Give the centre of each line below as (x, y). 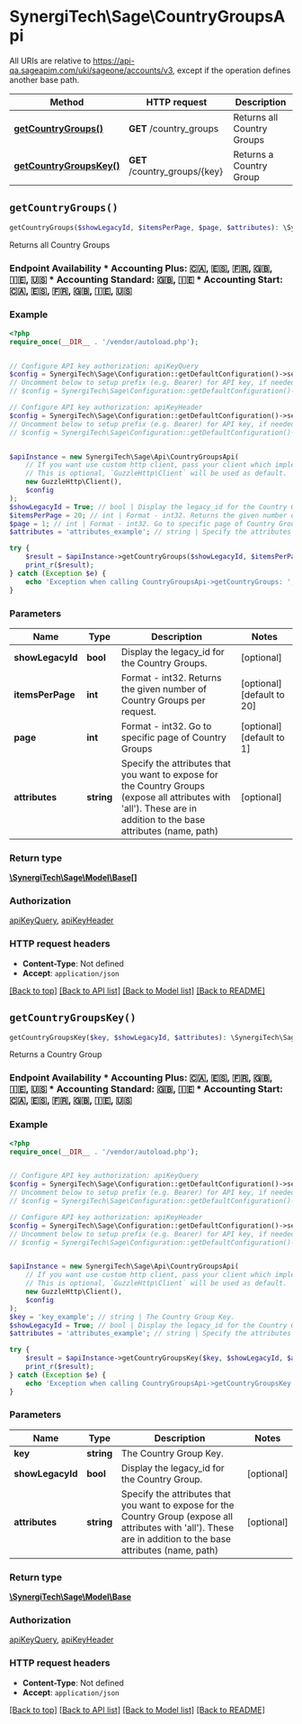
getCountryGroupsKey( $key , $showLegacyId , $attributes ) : (118, 1037)
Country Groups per (163, 700)
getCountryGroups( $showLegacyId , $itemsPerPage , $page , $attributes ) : (144, 227)
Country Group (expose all (177, 1516)
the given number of (164, 689)
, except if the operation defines (231, 70)
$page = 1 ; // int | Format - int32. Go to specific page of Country (142, 524)
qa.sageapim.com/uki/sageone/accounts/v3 (91, 70)
